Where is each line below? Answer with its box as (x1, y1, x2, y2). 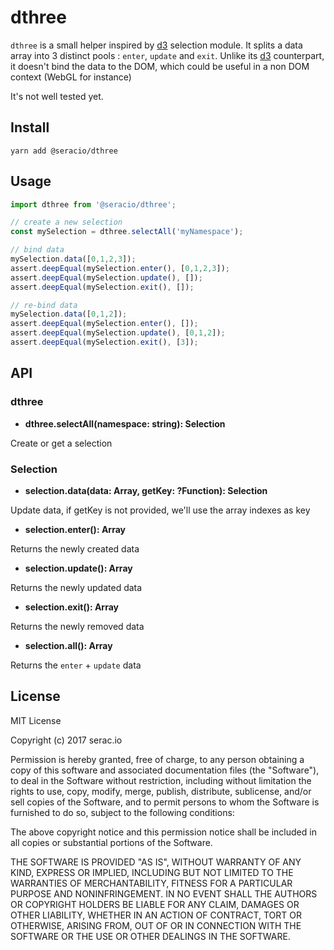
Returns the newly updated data (10, 581, 143, 593)
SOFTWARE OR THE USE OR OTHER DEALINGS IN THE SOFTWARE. (10, 930, 291, 942)
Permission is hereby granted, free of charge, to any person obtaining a (10, 753, 305, 765)
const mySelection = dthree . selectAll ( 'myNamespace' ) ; (10, 227, 244, 237)
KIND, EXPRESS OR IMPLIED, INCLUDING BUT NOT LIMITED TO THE (10, 866, 294, 878)
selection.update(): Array (24, 562, 133, 574)
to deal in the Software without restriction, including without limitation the (10, 774, 312, 786)
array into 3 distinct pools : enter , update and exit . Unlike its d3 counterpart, (10, 49, 325, 61)
